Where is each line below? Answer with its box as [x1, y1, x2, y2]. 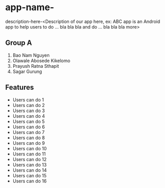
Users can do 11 [12, 151, 46, 157]
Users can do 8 [12, 135, 45, 141]
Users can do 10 [12, 145, 47, 151]
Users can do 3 [12, 108, 45, 114]
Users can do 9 [12, 140, 45, 146]
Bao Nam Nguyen [12, 52, 50, 58]
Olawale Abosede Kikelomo [12, 58, 71, 64]
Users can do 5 [12, 118, 45, 124]
